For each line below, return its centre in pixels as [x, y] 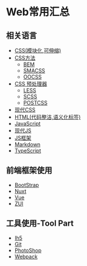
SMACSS [34, 70]
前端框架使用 [29, 170]
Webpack [26, 256]
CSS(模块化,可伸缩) [38, 51]
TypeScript [28, 151]
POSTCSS [35, 103]
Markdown [27, 144]
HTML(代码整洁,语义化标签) [48, 117]
